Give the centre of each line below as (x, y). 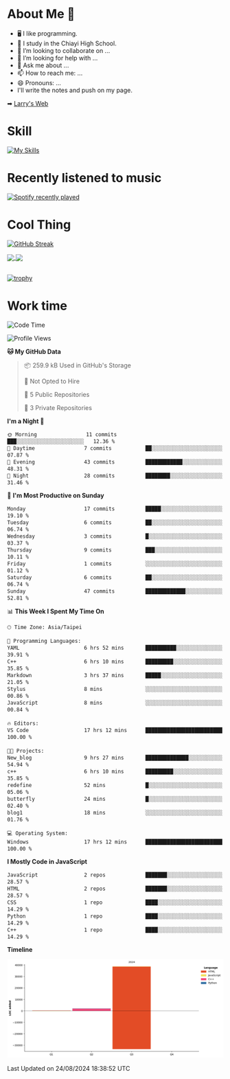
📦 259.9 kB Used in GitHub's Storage (78, 365)
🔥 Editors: (23, 723)
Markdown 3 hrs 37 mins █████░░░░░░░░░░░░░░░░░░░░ (115, 675)
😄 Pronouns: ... (39, 82)
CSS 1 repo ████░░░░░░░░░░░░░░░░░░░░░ (115, 902)
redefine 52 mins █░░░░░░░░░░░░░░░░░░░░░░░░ (115, 785)
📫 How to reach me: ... (50, 73)
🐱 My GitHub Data (34, 351)
